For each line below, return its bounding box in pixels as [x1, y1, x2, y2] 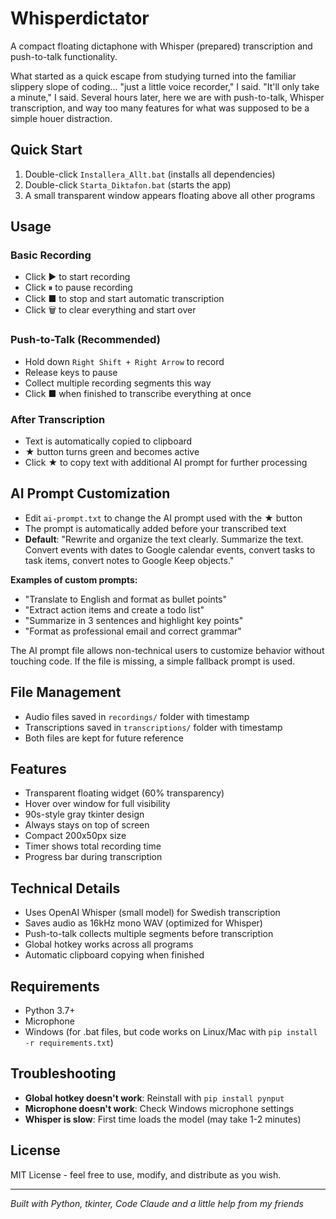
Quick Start [10, 142, 83, 159]
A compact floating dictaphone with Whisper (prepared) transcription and [10, 40, 313, 52]
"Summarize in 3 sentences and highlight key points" [24, 614, 244, 626]
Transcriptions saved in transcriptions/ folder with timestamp [24, 721, 283, 733]
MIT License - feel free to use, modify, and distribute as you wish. [10, 1168, 282, 1181]
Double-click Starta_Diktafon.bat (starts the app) [24, 178, 232, 191]
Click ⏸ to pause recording [24, 282, 133, 294]
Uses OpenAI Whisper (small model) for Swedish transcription [24, 907, 281, 919]
